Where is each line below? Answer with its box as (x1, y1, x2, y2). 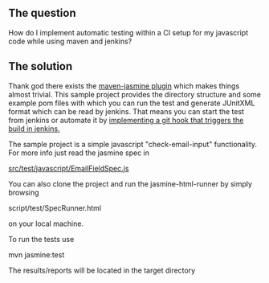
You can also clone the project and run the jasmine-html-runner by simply (8, 178, 253, 188)
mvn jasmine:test (8, 249, 65, 260)
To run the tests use (8, 234, 75, 244)
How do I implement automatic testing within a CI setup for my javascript (8, 27, 249, 37)
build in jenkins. (8, 124, 60, 133)
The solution (8, 59, 73, 73)
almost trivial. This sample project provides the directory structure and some (8, 89, 262, 99)
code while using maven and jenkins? (8, 36, 132, 46)
